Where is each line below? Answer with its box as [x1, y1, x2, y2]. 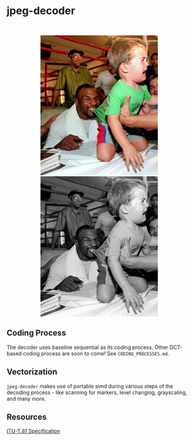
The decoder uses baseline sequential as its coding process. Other [6, 344, 169, 351]
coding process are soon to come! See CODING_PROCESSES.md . [23, 350, 170, 357]
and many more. [6, 395, 46, 402]
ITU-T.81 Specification [6, 428, 60, 435]
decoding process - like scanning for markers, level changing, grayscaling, [6, 389, 187, 396]
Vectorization [6, 367, 57, 377]
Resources [6, 412, 47, 422]
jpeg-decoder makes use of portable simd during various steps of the [6, 382, 174, 389]
